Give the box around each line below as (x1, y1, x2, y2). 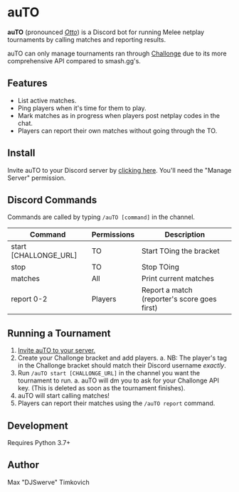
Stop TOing (141, 262, 179, 272)
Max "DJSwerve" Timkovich (7, 478, 90, 486)
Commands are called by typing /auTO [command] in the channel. (7, 213, 196, 221)
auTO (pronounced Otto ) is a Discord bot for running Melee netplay (7, 28, 205, 36)
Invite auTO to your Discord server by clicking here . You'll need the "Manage (7, 166, 232, 174)
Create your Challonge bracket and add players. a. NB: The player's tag (17, 353, 228, 363)
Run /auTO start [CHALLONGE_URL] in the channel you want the (17, 369, 201, 378)
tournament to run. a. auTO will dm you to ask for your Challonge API (17, 376, 219, 385)
